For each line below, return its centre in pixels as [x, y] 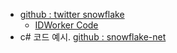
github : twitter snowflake [72, 14]
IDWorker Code [66, 25]
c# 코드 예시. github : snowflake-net [93, 37]
